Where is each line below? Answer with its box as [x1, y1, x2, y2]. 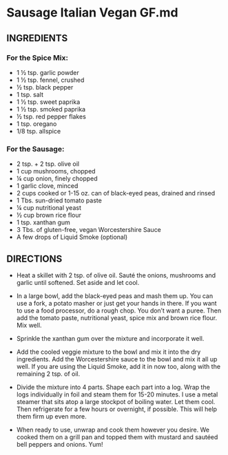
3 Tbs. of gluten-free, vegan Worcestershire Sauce [16, 226, 161, 234]
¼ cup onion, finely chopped [16, 174, 98, 183]
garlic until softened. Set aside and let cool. [16, 278, 140, 286]
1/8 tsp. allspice [16, 127, 61, 135]
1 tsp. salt [16, 90, 44, 98]
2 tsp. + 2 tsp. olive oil [16, 160, 80, 168]
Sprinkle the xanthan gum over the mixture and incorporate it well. [16, 334, 205, 342]
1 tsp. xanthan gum [16, 218, 70, 226]
